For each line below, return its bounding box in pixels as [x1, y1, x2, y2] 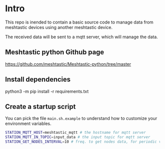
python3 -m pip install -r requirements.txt [5, 88, 89, 94]
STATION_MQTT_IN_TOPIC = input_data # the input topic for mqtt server [5, 135, 151, 140]
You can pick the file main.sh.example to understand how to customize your [5, 116, 158, 122]
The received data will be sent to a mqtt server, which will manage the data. [5, 34, 158, 40]
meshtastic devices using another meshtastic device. [5, 24, 113, 30]
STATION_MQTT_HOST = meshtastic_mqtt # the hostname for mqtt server [5, 130, 146, 135]
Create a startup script [5, 102, 76, 111]
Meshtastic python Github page [5, 48, 104, 56]
